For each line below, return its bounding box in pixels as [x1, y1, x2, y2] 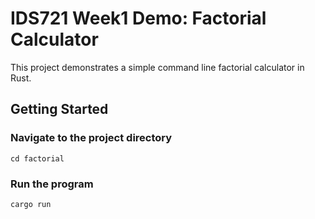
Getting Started [10, 101, 109, 118]
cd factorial [10, 153, 65, 164]
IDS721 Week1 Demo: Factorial [10, 7, 267, 30]
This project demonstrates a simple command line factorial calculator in [10, 61, 305, 73]
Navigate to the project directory [10, 131, 173, 145]
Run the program [10, 177, 94, 191]
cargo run [10, 199, 52, 209]
